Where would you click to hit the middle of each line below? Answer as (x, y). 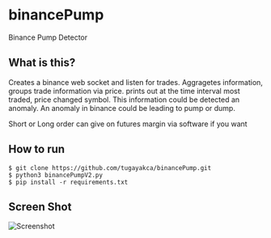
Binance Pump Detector (48, 37)
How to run (37, 149)
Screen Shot (40, 207)
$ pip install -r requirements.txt (68, 182)
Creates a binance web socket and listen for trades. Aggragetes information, (135, 82)
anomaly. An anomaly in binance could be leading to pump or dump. (122, 108)
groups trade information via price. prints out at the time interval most (124, 91)
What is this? (42, 63)
